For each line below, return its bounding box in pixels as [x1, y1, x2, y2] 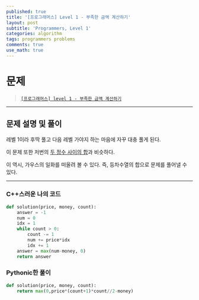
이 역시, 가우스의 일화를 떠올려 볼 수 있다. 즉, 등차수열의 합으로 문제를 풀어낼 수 [6, 161, 188, 168]
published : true [6, 8, 46, 15]
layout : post [6, 20, 38, 25]
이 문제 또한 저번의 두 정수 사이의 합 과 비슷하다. [6, 148, 115, 155]
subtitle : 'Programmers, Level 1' [6, 25, 92, 31]
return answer [17, 253, 52, 260]
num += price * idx [27, 237, 70, 243]
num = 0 [17, 215, 36, 221]
